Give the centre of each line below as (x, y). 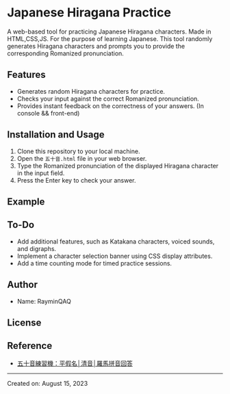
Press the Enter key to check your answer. (76, 180)
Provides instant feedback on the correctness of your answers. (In (110, 106)
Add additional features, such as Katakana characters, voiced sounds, (116, 241)
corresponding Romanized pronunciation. (66, 53)
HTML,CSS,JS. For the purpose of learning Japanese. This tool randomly (110, 38)
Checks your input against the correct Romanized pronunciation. (108, 98)
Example (26, 201)
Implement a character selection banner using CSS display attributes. (115, 256)
